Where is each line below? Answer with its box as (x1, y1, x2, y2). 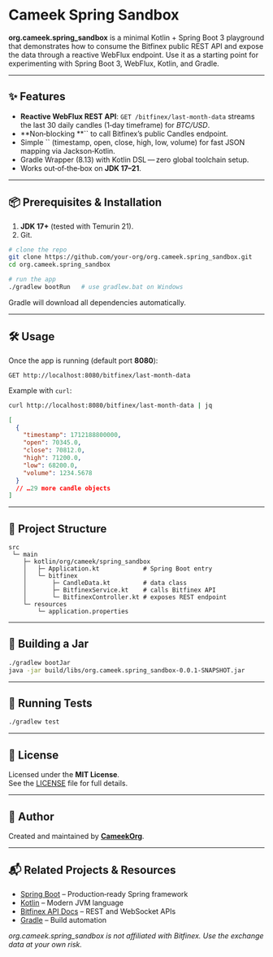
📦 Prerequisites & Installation (8, 195, 162, 209)
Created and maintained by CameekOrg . (8, 831, 145, 841)
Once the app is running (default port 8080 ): (8, 356, 158, 365)
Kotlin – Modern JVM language (19, 898, 124, 907)
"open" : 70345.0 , (23, 439, 82, 447)
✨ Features (8, 90, 66, 103)
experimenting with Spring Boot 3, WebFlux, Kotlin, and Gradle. (8, 59, 219, 68)
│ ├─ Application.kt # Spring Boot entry (23, 565, 213, 573)
